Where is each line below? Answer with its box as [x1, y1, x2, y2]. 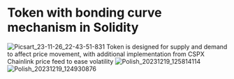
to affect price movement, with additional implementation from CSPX [7, 50, 205, 58]
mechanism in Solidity [7, 19, 139, 35]
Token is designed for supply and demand [106, 42, 228, 51]
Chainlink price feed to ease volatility [7, 57, 114, 65]
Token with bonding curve [7, 5, 162, 21]
